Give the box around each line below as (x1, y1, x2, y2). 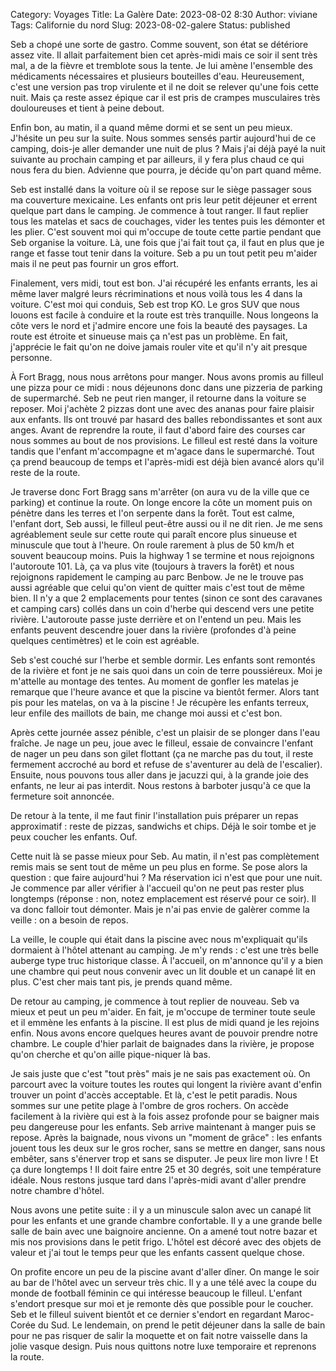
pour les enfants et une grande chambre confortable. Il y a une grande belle (10, 1215, 323, 1226)
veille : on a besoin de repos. (10, 914, 129, 926)
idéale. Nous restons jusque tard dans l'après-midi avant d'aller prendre (10, 1174, 307, 1186)
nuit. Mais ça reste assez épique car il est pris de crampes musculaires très (10, 92, 321, 103)
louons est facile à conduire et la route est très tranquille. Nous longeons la (10, 309, 319, 321)
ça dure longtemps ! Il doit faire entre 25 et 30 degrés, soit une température (10, 1164, 322, 1175)
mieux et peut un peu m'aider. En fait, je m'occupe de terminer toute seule (10, 1006, 316, 1018)
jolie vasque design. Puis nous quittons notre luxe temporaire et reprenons (10, 1340, 317, 1352)
